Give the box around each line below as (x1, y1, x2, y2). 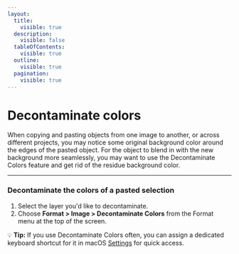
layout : (7, 10, 31, 18)
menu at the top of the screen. (17, 216, 107, 225)
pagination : (14, 70, 50, 77)
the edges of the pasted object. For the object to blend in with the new (7, 146, 214, 154)
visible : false (20, 37, 65, 44)
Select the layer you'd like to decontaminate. (17, 201, 149, 210)
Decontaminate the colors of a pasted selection (7, 186, 175, 196)
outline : (14, 57, 40, 64)
